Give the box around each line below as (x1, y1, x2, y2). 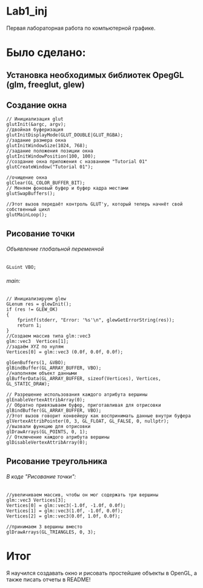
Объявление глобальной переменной (6, 245, 104, 253)
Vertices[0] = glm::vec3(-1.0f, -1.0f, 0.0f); (6, 502, 126, 508)
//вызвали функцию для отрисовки (6, 424, 91, 430)
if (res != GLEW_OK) (6, 306, 59, 313)
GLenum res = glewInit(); (6, 301, 72, 308)
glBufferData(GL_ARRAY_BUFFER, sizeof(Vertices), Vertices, (6, 376, 162, 382)
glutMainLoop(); (6, 212, 47, 218)
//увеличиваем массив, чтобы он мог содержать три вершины (6, 491, 159, 498)
